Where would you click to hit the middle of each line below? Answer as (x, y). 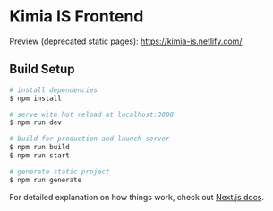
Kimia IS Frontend (77, 17)
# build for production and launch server (90, 139)
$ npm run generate (46, 180)
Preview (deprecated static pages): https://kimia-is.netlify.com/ (126, 41)
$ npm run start (39, 156)
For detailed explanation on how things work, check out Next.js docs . (136, 197)
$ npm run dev (36, 122)
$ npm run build (39, 148)
